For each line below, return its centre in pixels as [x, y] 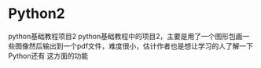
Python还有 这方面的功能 [48, 55]
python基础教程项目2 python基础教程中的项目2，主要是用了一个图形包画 [125, 36]
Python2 [37, 14]
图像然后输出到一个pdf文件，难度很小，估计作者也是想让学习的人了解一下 [134, 46]
